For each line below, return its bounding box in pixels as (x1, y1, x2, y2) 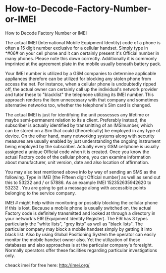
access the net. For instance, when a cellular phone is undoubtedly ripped (5, 81, 157, 87)
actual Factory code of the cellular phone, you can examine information (5, 154, 151, 160)
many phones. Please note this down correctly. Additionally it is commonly (5, 55, 157, 61)
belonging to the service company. (5, 190, 76, 196)
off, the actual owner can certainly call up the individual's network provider (5, 86, 158, 92)
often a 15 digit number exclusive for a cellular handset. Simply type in (5, 45, 148, 51)
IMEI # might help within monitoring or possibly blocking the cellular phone (5, 199, 158, 205)
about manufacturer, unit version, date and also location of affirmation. (5, 159, 150, 165)
